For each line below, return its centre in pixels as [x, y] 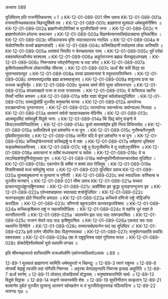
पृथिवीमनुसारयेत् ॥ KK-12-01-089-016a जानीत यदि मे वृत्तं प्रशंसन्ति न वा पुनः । [71, 136]
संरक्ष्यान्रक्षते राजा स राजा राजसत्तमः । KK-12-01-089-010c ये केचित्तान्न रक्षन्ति [91, 91]
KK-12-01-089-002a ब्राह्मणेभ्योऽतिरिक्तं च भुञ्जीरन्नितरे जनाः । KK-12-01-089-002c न [81, 29]
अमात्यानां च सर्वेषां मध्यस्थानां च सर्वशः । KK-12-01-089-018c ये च [89, 153]
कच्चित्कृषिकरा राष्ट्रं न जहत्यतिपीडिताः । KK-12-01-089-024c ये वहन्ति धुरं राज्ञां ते [85, 209]
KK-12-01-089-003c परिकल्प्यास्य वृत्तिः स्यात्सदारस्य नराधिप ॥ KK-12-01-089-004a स [82, 40]
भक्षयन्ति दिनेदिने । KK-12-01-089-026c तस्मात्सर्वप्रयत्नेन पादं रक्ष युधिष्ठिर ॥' [70, 226]
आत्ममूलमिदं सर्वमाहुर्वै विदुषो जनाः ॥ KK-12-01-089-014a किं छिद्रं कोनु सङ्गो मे [71, 119]
